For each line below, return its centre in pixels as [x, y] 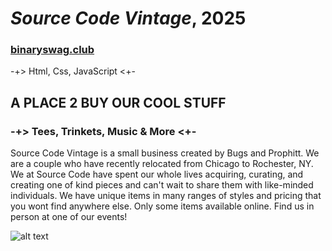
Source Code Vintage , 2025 [128, 18]
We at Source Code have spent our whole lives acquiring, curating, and [157, 174]
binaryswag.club [52, 50]
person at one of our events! [69, 217]
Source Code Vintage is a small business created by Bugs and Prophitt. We [165, 153]
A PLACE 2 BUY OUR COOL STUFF [118, 102]
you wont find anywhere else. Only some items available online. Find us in [162, 206]
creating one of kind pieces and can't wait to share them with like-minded [162, 185]
